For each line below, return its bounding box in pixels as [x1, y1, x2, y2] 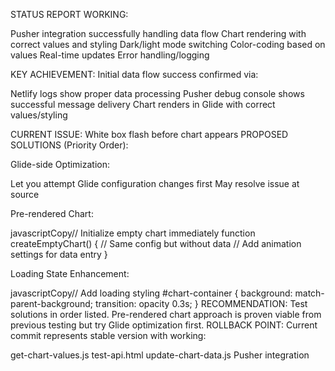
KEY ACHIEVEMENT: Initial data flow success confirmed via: [10, 69, 259, 80]
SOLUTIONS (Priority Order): [10, 139, 129, 151]
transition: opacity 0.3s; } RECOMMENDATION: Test [95, 298, 308, 309]
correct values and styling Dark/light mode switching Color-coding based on [10, 39, 326, 50]
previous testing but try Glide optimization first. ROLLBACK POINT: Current [10, 319, 318, 331]
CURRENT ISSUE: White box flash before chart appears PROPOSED [10, 129, 289, 140]
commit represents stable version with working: [10, 330, 207, 341]
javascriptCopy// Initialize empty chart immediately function [10, 227, 256, 239]
